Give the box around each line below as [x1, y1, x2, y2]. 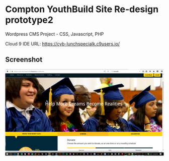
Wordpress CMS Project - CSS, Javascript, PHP [5, 31, 104, 37]
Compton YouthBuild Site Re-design [5, 4, 159, 15]
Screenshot [5, 56, 43, 64]
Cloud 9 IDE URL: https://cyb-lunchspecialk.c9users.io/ [5, 40, 120, 46]
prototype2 [5, 14, 54, 26]
